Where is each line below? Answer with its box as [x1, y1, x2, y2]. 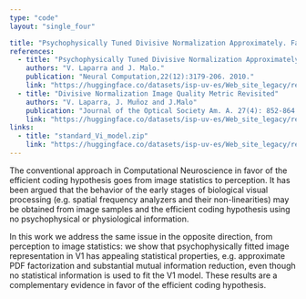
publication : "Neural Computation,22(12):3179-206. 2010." [25, 72, 255, 82]
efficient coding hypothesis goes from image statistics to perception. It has [9, 174, 291, 185]
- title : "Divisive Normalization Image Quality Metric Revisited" [17, 88, 280, 98]
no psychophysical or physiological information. [9, 213, 189, 224]
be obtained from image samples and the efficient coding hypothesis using [9, 203, 291, 214]
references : [9, 46, 55, 56]
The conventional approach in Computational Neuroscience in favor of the [9, 165, 288, 176]
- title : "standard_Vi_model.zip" [17, 131, 148, 141]
